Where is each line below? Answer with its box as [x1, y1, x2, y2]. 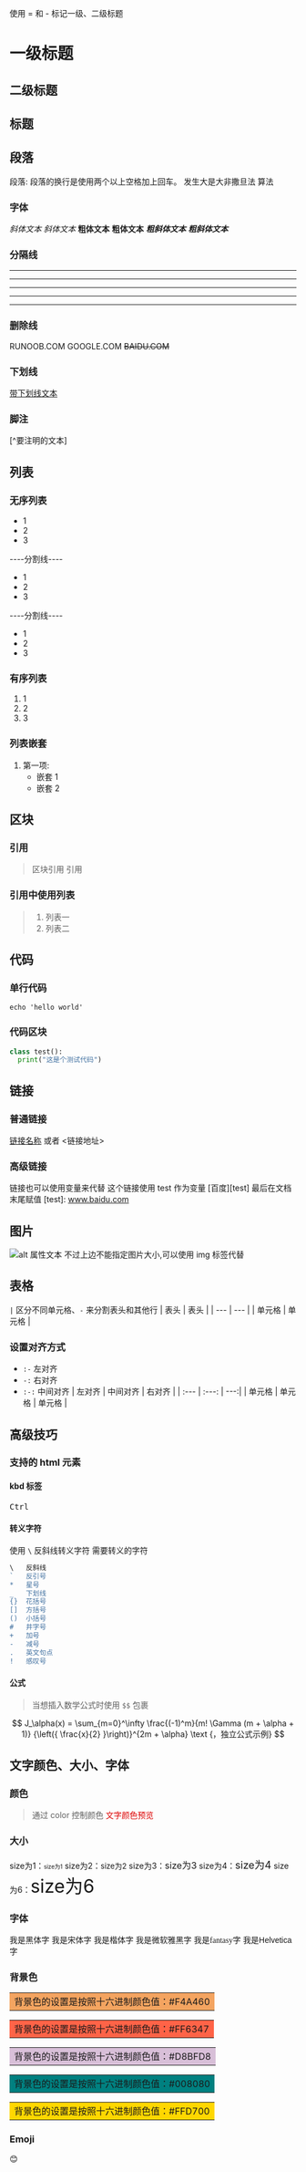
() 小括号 [9, 1614, 47, 1624]
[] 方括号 [9, 1606, 47, 1615]
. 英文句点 [9, 1647, 54, 1658]
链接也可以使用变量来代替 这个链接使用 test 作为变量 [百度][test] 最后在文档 [9, 1182, 292, 1193]
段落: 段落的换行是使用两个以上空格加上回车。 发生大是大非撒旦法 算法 [9, 176, 274, 187]
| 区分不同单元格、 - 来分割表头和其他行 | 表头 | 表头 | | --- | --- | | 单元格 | [9, 1304, 287, 1315]
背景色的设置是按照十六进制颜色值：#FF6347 [14, 2023, 209, 2036]
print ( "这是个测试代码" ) [17, 1055, 103, 1065]
